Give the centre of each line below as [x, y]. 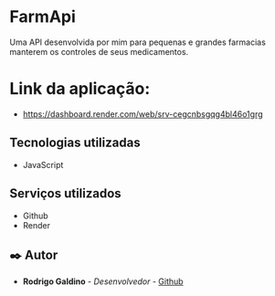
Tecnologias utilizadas [75, 143]
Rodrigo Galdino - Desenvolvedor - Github [103, 281]
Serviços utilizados [65, 194]
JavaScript [43, 164]
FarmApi [42, 17]
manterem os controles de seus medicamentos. [99, 51]
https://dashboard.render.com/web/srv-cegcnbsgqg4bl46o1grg [143, 114]
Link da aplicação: [80, 89]
